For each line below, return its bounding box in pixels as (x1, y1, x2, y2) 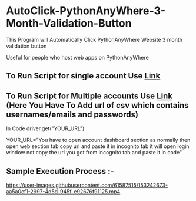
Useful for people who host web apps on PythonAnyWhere (6, 54, 149, 61)
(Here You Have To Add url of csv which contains (6, 100, 190, 110)
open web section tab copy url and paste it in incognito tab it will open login (6, 143, 190, 150)
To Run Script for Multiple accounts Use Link (6, 91, 172, 101)
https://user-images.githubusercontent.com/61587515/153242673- (6, 182, 168, 189)
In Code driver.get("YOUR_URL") (6, 125, 85, 132)
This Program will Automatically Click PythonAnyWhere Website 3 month (6, 36, 183, 43)
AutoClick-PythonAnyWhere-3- (6, 4, 166, 18)
